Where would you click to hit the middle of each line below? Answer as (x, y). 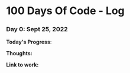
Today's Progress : (29, 42)
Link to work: (22, 65)
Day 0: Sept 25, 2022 (37, 29)
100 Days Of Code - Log (66, 11)
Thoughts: (19, 54)
